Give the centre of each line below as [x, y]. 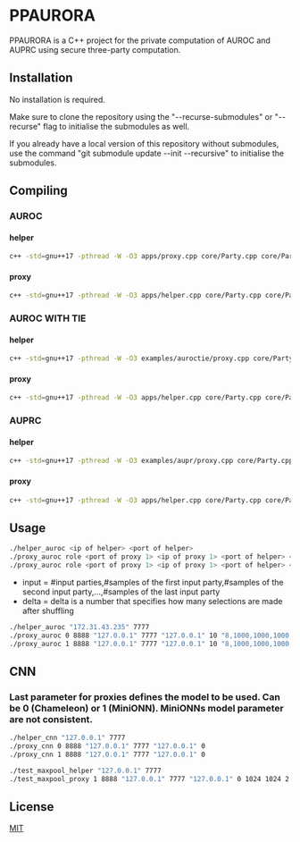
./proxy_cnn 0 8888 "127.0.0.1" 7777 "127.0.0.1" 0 [107, 746]
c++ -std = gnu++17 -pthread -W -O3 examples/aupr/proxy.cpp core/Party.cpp [151, 461]
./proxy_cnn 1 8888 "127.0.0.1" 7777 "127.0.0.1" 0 [107, 754]
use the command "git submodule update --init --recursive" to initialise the [146, 153]
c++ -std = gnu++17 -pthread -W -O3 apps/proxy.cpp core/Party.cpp [133, 257]
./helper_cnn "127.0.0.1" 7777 [67, 738]
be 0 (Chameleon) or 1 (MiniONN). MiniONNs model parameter [146, 708]
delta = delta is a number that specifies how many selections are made [152, 601]
